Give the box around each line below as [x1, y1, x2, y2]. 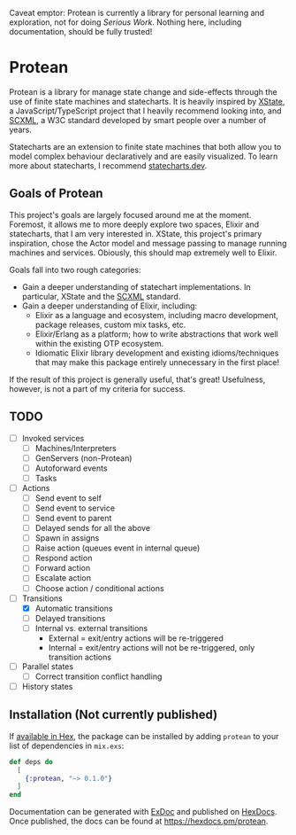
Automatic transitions [34, 603, 113, 613]
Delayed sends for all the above [34, 523, 151, 534]
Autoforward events [34, 463, 108, 473]
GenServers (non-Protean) [34, 452, 133, 464]
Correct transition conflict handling [34, 671, 163, 682]
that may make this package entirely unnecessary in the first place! [34, 356, 280, 367]
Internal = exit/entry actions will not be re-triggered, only [48, 642, 255, 652]
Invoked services [21, 433, 85, 443]
